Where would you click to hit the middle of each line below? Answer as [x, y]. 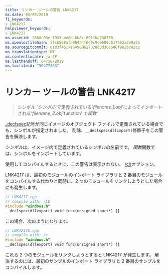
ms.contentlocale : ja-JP [31, 56]
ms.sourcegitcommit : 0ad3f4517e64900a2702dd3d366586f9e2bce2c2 [73, 47]
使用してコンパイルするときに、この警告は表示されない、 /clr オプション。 [81, 164]
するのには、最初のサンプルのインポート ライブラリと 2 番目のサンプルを [85, 261]
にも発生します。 [23, 187]
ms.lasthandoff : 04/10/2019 [35, 61]
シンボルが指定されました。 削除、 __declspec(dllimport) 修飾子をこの [86, 130]
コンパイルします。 [25, 267]
